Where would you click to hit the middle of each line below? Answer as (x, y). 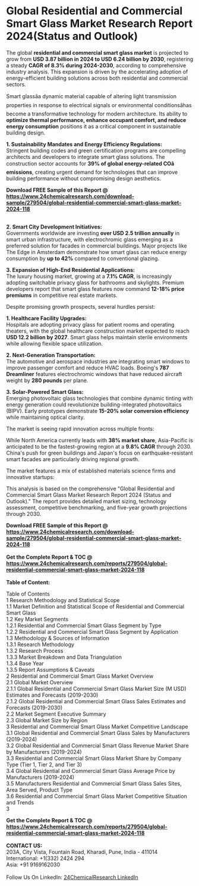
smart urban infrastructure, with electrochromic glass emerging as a (90, 239)
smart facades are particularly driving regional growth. (73, 459)
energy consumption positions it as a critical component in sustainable (94, 126)
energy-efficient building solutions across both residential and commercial (97, 78)
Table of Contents (28, 594)
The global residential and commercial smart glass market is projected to (97, 52)
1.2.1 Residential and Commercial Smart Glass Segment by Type (84, 625)
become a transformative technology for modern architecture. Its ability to (97, 114)
